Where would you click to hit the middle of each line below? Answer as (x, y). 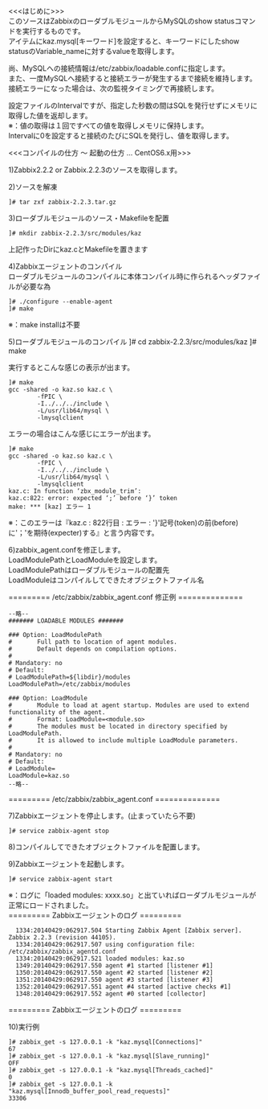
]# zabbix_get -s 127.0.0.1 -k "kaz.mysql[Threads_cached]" (111, 1070)
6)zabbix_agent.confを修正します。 (67, 550)
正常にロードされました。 (51, 905)
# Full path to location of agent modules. (93, 642)
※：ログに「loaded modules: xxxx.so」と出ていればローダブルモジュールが (132, 895)
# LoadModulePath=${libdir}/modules (69, 677)
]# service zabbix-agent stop (59, 831)
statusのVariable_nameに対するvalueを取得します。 (93, 51)
